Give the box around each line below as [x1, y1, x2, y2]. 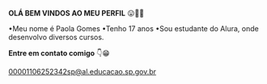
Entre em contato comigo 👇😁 [8, 49, 111, 58]
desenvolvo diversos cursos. [8, 33, 104, 42]
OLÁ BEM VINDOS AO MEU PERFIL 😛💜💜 [8, 9, 144, 18]
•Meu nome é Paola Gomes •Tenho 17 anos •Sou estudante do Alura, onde [8, 24, 259, 33]
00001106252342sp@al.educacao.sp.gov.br [8, 67, 156, 76]
